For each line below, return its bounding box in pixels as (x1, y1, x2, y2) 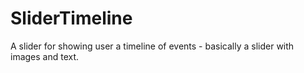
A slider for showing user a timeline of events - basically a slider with (10, 40, 295, 52)
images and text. (10, 50, 80, 62)
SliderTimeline (10, 7, 133, 30)
